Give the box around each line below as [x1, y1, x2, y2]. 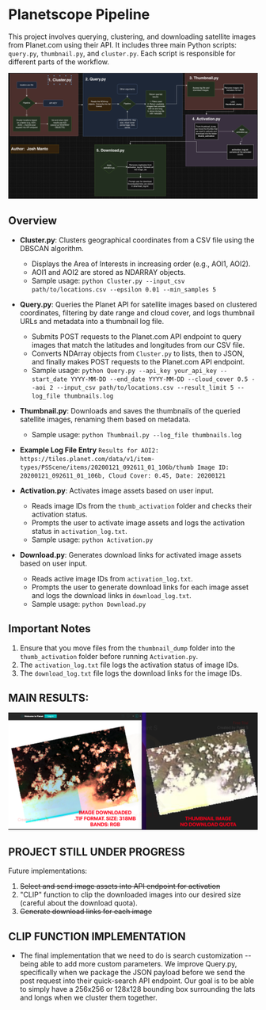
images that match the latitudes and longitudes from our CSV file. [31, 340, 245, 349]
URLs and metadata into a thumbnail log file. [19, 316, 165, 326]
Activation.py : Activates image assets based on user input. [19, 486, 214, 495]
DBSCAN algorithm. [19, 243, 85, 253]
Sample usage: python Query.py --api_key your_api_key [31, 365, 218, 375]
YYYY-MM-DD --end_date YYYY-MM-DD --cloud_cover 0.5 [70, 375, 249, 383]
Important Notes [8, 622, 91, 635]
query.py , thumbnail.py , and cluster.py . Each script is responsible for [8, 48, 236, 58]
